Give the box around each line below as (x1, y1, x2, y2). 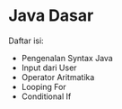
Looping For (21, 81, 66, 92)
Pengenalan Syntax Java (21, 52, 113, 63)
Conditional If (21, 91, 72, 102)
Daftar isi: (8, 35, 44, 46)
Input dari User (21, 62, 77, 73)
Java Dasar (8, 5, 94, 26)
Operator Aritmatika (21, 71, 95, 82)
